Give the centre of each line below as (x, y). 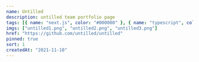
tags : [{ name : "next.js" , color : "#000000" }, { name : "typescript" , (95, 22)
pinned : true (22, 39)
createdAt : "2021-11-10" (37, 50)
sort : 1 (16, 45)
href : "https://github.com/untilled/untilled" (65, 34)
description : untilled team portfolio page (61, 17)
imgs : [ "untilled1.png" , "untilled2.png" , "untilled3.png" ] (82, 28)
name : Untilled (25, 12)
